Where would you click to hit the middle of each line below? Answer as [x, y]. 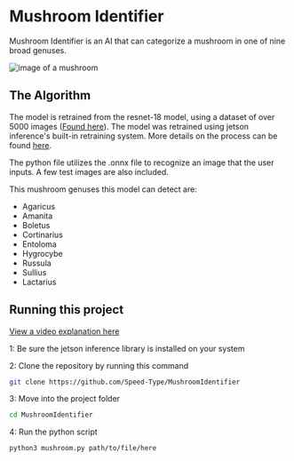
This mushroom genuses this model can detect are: [103, 189]
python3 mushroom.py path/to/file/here [83, 449]
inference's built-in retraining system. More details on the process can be [143, 136]
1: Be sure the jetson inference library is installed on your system [127, 348]
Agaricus [39, 206]
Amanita [37, 216]
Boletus [36, 225]
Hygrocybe [43, 253]
